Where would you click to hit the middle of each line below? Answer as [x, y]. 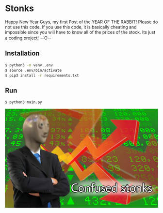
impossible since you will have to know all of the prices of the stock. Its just [80, 32]
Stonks [19, 8]
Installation [22, 53]
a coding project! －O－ [28, 38]
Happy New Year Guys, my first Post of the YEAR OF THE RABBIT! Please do [81, 22]
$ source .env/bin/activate [33, 70]
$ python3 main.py [24, 102]
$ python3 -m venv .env [29, 65]
